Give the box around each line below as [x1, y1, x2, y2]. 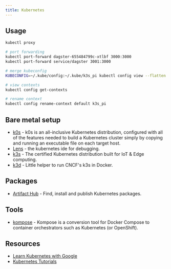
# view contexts [5, 82, 40, 87]
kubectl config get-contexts [5, 87, 68, 93]
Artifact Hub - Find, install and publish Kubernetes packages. [12, 190, 142, 196]
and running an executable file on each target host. [12, 140, 121, 146]
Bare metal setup [5, 115, 61, 124]
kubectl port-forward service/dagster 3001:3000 [5, 59, 111, 64]
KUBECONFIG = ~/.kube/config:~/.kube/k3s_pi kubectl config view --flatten [5, 73, 166, 78]
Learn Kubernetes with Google [12, 253, 78, 259]
